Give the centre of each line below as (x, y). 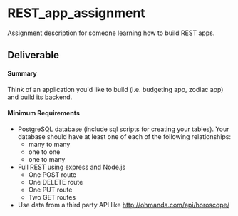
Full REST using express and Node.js (72, 167)
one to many (47, 159)
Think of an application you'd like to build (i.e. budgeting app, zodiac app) (115, 89)
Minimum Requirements (44, 113)
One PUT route (50, 190)
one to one (44, 152)
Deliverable (33, 55)
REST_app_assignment (77, 13)
